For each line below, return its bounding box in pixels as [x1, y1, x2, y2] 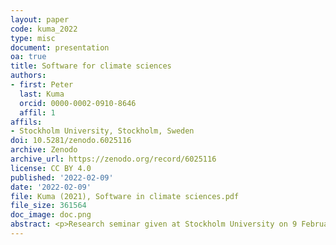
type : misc [10, 33, 56, 43]
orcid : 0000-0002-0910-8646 [19, 98, 137, 108]
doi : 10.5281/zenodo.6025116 [10, 136, 132, 146]
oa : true [10, 52, 47, 62]
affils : [10, 117, 43, 127]
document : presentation [10, 42, 110, 53]
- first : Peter [10, 80, 74, 90]
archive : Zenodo [10, 145, 78, 155]
